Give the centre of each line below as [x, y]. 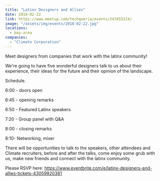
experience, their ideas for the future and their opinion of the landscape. [79, 71]
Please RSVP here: [24, 168]
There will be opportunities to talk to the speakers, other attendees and [78, 148]
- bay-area [21, 33]
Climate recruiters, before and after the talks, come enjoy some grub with [80, 153]
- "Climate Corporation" [35, 42]
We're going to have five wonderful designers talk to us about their [74, 65]
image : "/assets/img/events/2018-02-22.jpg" [52, 24]
